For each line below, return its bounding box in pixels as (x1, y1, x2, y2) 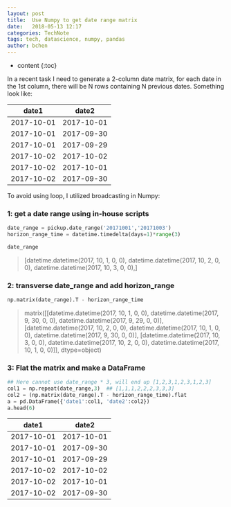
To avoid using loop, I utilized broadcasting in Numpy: (7, 192, 160, 199)
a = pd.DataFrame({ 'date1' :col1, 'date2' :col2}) (7, 398, 150, 405)
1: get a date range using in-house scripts (7, 208, 149, 218)
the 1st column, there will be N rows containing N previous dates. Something (7, 82, 225, 90)
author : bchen (7, 42, 48, 49)
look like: (7, 89, 33, 98)
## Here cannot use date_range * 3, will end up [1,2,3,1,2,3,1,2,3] (7, 379, 212, 386)
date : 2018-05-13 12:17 (7, 23, 82, 30)
